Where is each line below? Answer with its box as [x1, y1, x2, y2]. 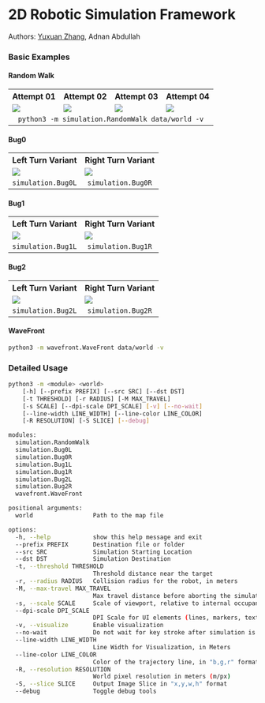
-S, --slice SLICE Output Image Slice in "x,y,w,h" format [15, 680, 227, 688]
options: [8, 525, 37, 534]
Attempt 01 [12, 91, 56, 102]
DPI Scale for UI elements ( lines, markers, [92, 614, 242, 622]
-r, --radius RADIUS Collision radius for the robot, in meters [15, 577, 238, 585]
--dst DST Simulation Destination [15, 555, 171, 563]
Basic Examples [8, 51, 70, 62]
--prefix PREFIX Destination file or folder [15, 540, 185, 548]
